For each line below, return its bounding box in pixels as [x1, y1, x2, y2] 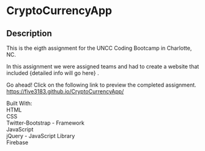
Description [6, 28, 52, 39]
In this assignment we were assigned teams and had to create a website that [6, 63, 199, 70]
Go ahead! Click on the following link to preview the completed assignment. [6, 81, 197, 88]
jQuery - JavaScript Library [6, 133, 75, 139]
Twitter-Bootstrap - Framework [6, 119, 84, 126]
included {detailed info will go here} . [6, 69, 99, 77]
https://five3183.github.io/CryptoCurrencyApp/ [6, 88, 124, 95]
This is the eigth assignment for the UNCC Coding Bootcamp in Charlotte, [6, 44, 192, 52]
